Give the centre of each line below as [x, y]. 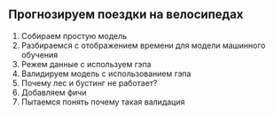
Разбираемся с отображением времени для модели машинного [143, 45]
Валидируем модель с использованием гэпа [106, 73]
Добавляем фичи [54, 92]
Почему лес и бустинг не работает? [89, 82]
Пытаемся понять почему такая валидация [103, 102]
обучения [39, 54]
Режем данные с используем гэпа [86, 64]
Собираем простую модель [74, 35]
